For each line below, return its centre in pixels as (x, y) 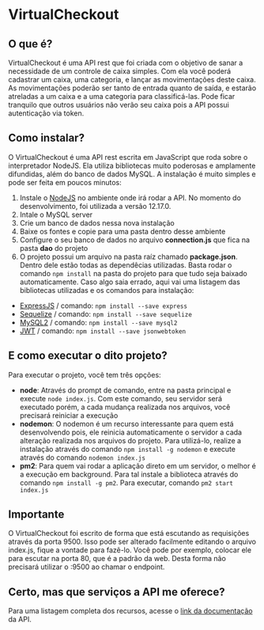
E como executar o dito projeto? (88, 356)
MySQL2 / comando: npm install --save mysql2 (98, 322)
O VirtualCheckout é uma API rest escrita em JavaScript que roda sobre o (128, 157)
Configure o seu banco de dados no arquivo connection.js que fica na (135, 240)
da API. (20, 620)
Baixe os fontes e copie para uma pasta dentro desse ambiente (123, 231)
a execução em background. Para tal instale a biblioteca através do (129, 474)
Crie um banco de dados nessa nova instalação (97, 222)
